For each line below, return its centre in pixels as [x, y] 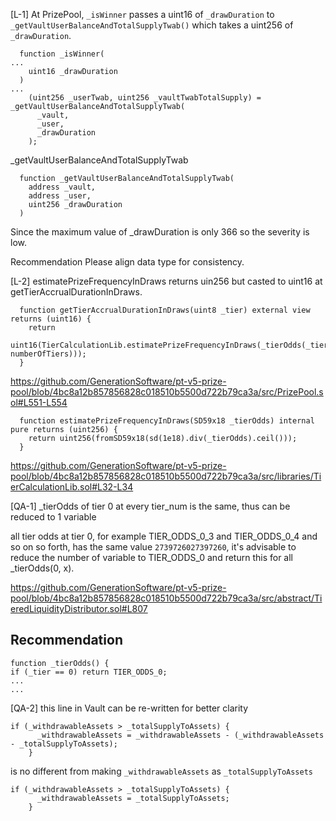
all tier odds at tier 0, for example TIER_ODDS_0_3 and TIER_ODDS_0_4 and [164, 536]
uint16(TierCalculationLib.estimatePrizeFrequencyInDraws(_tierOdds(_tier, [171, 345]
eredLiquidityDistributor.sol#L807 [79, 608]
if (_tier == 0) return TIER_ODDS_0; [89, 672]
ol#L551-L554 [39, 402]
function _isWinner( [62, 54]
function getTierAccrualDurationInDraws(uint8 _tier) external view [165, 310]
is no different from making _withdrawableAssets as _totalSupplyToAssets [162, 771]
